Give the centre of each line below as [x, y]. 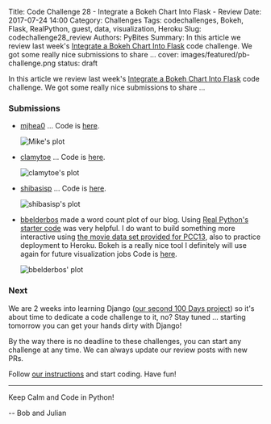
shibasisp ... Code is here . [63, 188]
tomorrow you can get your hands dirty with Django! [95, 325]
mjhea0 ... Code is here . [60, 126]
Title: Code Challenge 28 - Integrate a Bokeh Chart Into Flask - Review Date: [135, 12]
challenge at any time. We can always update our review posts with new [128, 350]
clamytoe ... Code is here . [63, 157]
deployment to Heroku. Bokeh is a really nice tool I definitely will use [133, 246]
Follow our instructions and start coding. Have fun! [92, 374]
